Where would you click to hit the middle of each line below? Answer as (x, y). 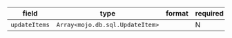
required (210, 13)
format (177, 13)
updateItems (30, 25)
